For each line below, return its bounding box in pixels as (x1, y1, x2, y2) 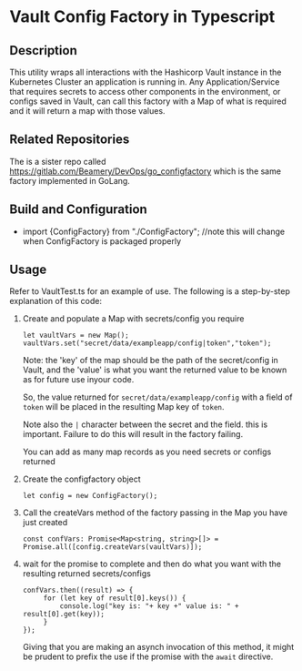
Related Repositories (9, 132, 130, 147)
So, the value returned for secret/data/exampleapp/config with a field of (22, 391, 293, 402)
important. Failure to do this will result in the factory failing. (22, 429, 244, 440)
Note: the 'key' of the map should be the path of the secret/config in (22, 355, 279, 366)
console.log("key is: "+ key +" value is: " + (59, 602, 239, 611)
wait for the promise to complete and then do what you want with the (22, 558, 282, 570)
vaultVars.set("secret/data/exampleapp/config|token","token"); (22, 339, 272, 348)
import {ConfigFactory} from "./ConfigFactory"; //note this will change (22, 226, 285, 237)
